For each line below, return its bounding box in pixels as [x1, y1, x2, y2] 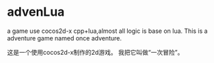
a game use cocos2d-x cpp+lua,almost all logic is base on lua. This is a [7, 27, 208, 35]
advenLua [7, 4, 65, 20]
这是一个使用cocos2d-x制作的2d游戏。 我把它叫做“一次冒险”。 [7, 48, 184, 56]
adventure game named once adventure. [7, 34, 122, 42]
